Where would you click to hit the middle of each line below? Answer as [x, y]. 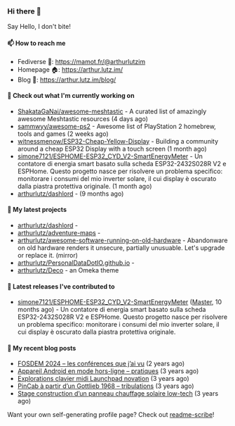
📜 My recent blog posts [42, 348]
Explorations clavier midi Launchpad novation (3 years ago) [103, 379]
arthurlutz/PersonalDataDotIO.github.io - [76, 263]
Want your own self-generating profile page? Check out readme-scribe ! [111, 415]
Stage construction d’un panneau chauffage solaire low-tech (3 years [118, 394]
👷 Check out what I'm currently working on [71, 96]
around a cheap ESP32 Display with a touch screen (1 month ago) [112, 149]
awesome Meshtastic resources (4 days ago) [83, 118]
